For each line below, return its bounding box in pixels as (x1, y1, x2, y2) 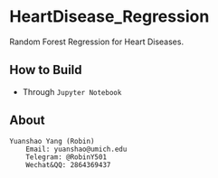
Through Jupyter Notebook (22, 86, 122, 97)
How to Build (9, 62, 83, 78)
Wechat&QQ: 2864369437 (25, 160, 111, 169)
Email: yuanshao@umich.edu (25, 145, 128, 154)
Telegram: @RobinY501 (25, 152, 107, 162)
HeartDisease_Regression (9, 6, 210, 27)
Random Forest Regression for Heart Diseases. (9, 36, 184, 47)
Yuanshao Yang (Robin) (9, 136, 95, 145)
